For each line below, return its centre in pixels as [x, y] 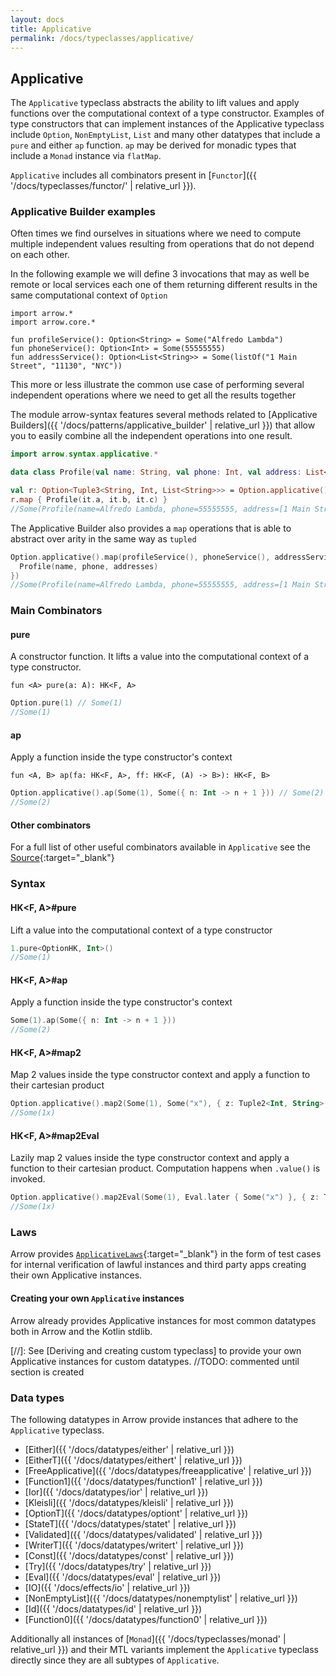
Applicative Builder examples [83, 212]
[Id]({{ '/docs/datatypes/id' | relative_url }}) [113, 1608]
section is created [47, 1372]
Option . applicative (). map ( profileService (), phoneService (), [140, 557]
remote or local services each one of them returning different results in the [164, 285]
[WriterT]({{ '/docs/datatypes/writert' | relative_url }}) [134, 1545]
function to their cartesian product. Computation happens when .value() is [165, 1168]
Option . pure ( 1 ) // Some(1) [66, 703]
